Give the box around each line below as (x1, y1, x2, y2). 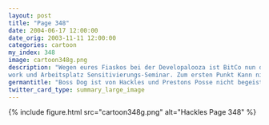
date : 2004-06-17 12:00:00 (8, 26, 98, 34)
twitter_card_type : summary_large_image (8, 85, 146, 94)
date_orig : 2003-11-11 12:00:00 (8, 33, 116, 42)
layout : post (8, 11, 52, 20)
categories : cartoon (8, 41, 78, 49)
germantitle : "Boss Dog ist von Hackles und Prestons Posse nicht (8, 78, 235, 86)
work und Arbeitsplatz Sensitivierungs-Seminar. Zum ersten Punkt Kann (8, 71, 252, 79)
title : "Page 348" (8, 19, 70, 27)
